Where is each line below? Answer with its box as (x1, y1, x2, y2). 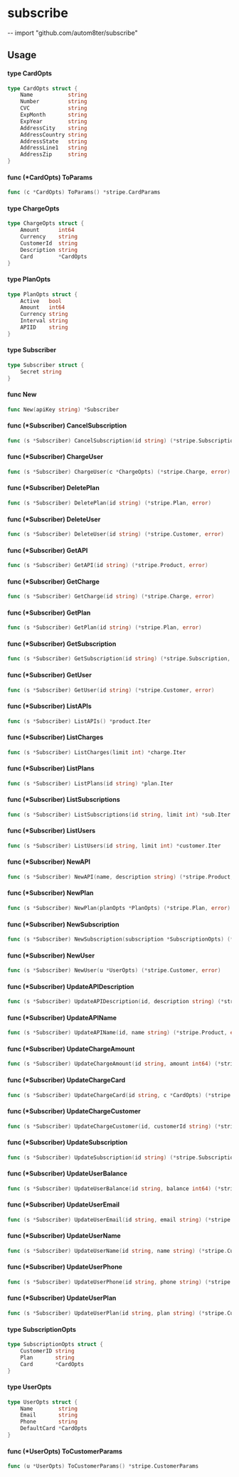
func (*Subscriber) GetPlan (7, 608, 91, 617)
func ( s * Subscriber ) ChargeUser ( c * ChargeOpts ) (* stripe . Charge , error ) (7, 468, 231, 475)
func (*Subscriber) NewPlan (7, 889, 94, 897)
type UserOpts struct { (7, 1398, 78, 1406)
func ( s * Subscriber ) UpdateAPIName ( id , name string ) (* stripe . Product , (7, 1029, 228, 1037)
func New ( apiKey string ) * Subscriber (7, 406, 119, 413)
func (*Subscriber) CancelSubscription (7, 421, 127, 430)
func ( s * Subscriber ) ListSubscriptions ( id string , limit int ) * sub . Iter (7, 811, 231, 818)
